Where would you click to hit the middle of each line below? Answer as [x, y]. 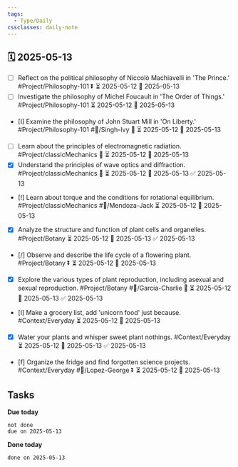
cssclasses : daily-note [43, 27]
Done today [25, 445]
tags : [15, 14]
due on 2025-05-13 [35, 432]
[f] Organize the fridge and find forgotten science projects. [104, 362]
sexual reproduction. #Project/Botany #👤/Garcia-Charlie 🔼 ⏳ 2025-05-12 [124, 288]
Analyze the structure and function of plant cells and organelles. [112, 230]
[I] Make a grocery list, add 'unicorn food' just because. [99, 312]
